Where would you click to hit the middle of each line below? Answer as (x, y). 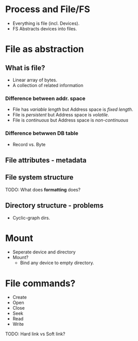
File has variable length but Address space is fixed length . (73, 109)
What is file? (25, 68)
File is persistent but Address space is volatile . (61, 115)
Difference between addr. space (45, 98)
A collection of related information (48, 85)
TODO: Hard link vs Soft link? (35, 334)
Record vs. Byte (29, 144)
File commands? (40, 283)
